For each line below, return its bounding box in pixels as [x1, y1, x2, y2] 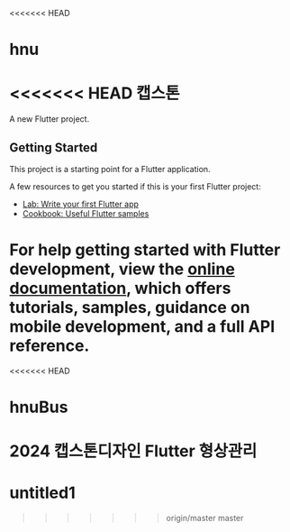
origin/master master [166, 513, 244, 524]
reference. [9, 335, 90, 356]
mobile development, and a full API [9, 316, 276, 337]
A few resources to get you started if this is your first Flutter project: [9, 180, 261, 192]
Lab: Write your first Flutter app [22, 198, 140, 209]
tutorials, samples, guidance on [9, 298, 250, 318]
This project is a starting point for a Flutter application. [9, 163, 211, 174]
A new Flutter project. [9, 114, 90, 124]
